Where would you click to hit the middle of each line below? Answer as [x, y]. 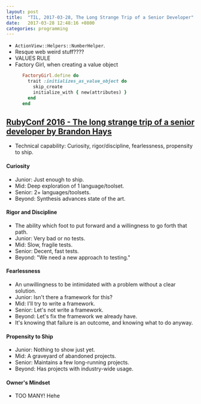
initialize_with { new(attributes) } [80, 92]
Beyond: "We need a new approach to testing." [72, 257]
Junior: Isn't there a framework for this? [63, 297]
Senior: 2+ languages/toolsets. [53, 192]
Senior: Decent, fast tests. [47, 251]
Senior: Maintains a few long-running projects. [72, 363]
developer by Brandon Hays [59, 132]
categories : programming [37, 28]
